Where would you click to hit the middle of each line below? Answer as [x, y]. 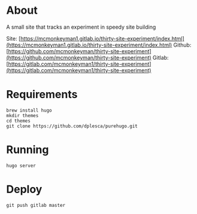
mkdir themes [22, 115]
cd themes [19, 121]
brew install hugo [29, 110]
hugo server [21, 166]
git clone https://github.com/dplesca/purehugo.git [72, 126]
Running [28, 150]
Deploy [24, 189]
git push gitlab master [36, 205]
